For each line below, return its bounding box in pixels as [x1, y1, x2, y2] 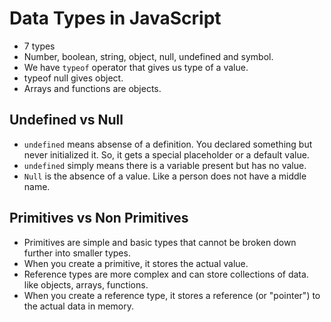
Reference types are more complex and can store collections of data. [23, 268, 309, 280]
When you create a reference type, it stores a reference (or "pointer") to [23, 289, 321, 301]
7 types [23, 40, 56, 52]
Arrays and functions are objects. [23, 82, 162, 94]
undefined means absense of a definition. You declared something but [23, 138, 313, 150]
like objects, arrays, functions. [23, 278, 149, 291]
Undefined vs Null [9, 112, 124, 129]
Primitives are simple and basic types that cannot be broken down [23, 236, 297, 248]
